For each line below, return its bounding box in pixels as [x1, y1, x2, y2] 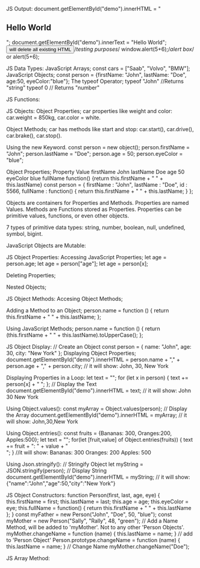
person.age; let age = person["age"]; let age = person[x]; [6, 260, 149, 267]
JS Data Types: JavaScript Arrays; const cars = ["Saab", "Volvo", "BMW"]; [6, 65, 190, 72]
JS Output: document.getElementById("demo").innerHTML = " [6, 5, 161, 12]
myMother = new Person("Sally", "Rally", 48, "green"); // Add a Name [6, 517, 178, 524]
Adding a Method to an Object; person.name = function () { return [6, 306, 169, 314]
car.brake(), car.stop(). [6, 132, 62, 139]
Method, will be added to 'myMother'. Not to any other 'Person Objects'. [6, 523, 185, 531]
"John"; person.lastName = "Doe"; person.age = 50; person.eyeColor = [6, 150, 183, 157]
